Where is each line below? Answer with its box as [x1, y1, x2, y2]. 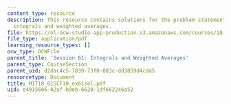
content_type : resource [7, 10, 76, 17]
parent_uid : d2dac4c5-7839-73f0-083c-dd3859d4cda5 [7, 67, 155, 74]
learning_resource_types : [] [7, 42, 91, 49]
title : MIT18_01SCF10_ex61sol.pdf [7, 80, 107, 87]
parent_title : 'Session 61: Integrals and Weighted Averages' [7, 55, 189, 62]
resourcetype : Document [7, 73, 76, 81]
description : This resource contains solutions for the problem [7, 16, 195, 23]
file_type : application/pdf [7, 36, 88, 42]
